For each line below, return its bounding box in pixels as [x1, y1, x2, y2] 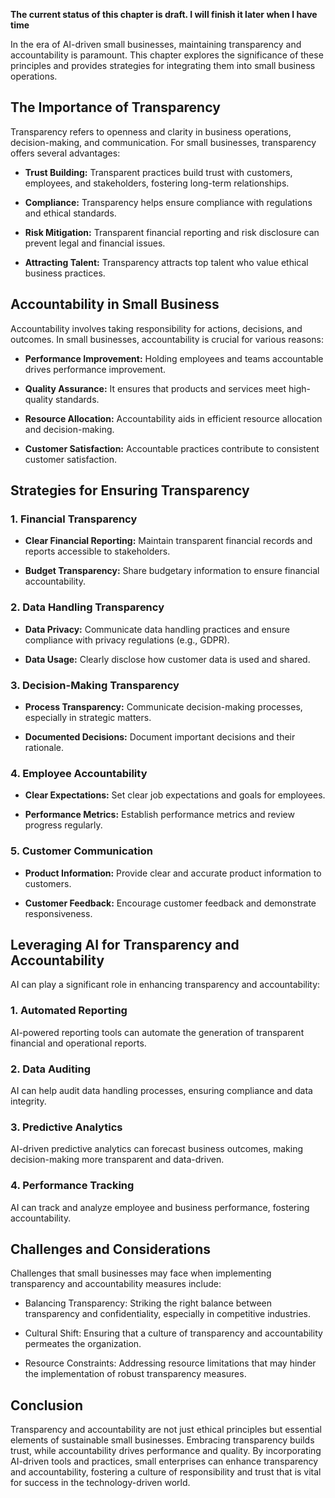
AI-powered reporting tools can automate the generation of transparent [10, 1026, 305, 1038]
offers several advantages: [10, 147, 121, 159]
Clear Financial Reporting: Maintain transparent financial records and [24, 535, 313, 547]
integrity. [10, 1095, 47, 1107]
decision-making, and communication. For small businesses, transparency [10, 136, 317, 148]
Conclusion [10, 1397, 84, 1414]
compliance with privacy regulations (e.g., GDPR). [24, 634, 230, 646]
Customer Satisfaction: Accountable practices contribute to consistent [24, 442, 320, 454]
